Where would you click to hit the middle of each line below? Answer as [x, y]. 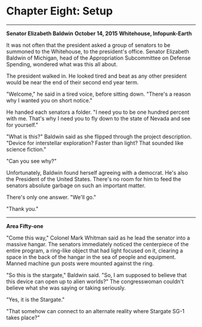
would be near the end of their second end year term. [73, 82]
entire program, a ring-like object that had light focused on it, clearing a [95, 251]
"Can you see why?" [32, 161]
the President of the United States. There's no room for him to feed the [94, 179]
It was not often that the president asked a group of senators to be [88, 45]
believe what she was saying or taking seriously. [66, 288]
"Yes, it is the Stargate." [35, 299]
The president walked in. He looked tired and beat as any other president [96, 76]
